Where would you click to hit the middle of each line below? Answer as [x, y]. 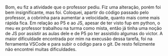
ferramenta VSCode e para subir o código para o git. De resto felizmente [80, 44]
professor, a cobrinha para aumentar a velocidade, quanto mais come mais [82, 18]
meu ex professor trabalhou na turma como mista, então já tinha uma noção [83, 28]
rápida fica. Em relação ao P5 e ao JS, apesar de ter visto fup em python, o [83, 23]
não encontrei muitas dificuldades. [41, 49]
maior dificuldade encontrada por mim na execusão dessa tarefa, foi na [79, 39]
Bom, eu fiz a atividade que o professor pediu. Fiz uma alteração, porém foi [83, 7]
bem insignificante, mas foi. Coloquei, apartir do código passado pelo [77, 12]
